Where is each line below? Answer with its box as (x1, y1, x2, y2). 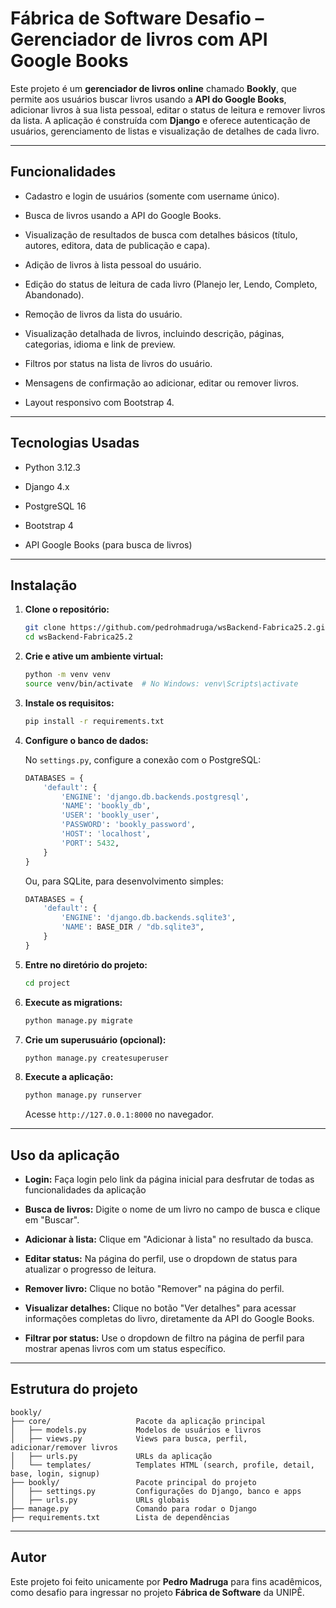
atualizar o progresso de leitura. (24, 1263, 157, 1276)
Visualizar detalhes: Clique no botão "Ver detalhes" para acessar (24, 1302, 297, 1314)
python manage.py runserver (24, 1090, 142, 1101)
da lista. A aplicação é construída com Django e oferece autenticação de (10, 114, 311, 126)
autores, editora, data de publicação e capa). (24, 239, 211, 251)
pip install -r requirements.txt (24, 716, 165, 726)
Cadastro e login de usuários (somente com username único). (24, 190, 280, 202)
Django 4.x (24, 480, 70, 492)
